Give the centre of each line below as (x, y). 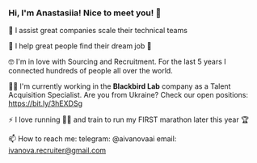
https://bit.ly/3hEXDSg (46, 103)
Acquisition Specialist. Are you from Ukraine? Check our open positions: (128, 95)
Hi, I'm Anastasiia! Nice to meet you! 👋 (85, 13)
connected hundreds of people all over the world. (91, 71)
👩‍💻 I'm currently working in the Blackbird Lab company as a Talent (120, 86)
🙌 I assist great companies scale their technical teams (98, 31)
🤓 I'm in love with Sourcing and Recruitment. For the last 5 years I (117, 62)
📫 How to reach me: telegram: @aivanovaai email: (93, 139)
